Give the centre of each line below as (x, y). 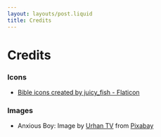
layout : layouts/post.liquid (50, 14)
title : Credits (30, 20)
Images (20, 110)
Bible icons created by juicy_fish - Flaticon (78, 92)
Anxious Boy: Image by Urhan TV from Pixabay (85, 126)
